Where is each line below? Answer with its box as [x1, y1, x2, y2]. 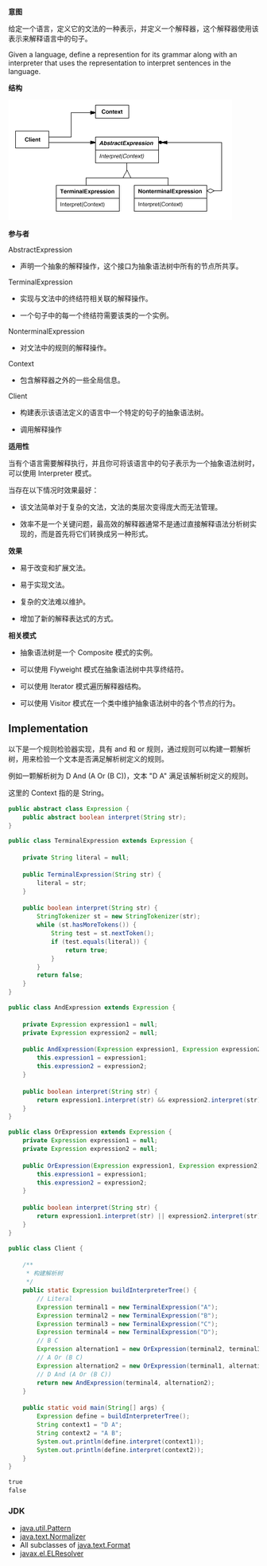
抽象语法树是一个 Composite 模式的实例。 [19, 648, 157, 657]
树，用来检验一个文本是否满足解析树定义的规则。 [8, 754, 168, 763]
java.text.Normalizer [19, 1532, 86, 1541]
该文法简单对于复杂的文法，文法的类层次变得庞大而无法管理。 [19, 503, 222, 511]
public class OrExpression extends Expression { [8, 1128, 172, 1137]
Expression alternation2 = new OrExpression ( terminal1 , [37, 1361, 226, 1370]
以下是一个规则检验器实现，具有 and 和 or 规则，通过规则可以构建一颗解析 [8, 744, 252, 754]
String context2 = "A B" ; [37, 1429, 123, 1437]
